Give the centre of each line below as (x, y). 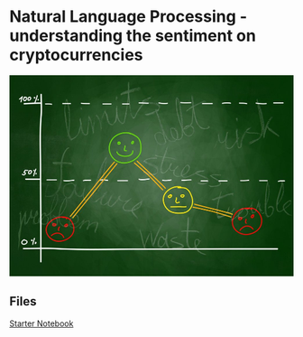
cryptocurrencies (76, 55)
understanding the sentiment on (133, 36)
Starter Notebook (41, 323)
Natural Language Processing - (129, 17)
